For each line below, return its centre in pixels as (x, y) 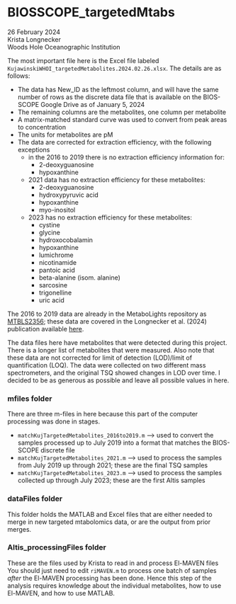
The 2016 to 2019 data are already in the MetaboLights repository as (107, 314)
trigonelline (55, 292)
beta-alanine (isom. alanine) (79, 278)
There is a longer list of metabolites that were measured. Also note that (111, 350)
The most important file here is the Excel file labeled (83, 60)
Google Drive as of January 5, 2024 (93, 104)
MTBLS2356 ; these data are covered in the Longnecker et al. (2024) (107, 321)
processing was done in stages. (54, 421)
